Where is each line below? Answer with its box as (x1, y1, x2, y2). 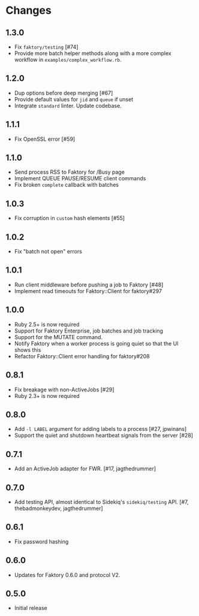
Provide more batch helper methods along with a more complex (14, 50, 171, 57)
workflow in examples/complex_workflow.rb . (14, 56, 122, 63)
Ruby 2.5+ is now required (14, 321, 80, 328)
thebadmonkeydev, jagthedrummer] (14, 505, 103, 512)
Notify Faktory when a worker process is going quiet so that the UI (14, 340, 179, 347)
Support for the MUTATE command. (14, 333, 103, 340)
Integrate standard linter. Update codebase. (14, 102, 122, 109)
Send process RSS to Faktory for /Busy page (14, 168, 125, 176)
